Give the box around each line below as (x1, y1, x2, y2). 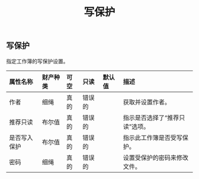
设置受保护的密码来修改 (123, 154, 188, 162)
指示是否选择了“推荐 (123, 113, 179, 122)
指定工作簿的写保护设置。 (6, 57, 69, 65)
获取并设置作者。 (123, 98, 171, 106)
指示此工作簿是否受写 (123, 133, 182, 142)
